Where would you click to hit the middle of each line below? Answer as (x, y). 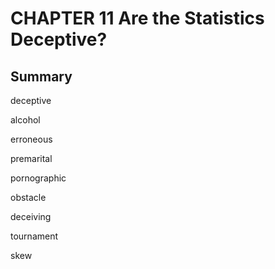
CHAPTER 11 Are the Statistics (137, 18)
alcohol (25, 120)
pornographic (38, 178)
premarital (31, 158)
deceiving (31, 216)
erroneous (31, 139)
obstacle (28, 197)
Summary (41, 76)
